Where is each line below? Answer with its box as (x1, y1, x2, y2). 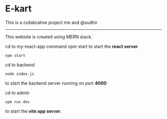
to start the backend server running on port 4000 (5, 80, 107, 86)
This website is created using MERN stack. (5, 33, 93, 40)
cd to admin (5, 90, 30, 96)
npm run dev (5, 99, 30, 105)
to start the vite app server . (5, 108, 62, 114)
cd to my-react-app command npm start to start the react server (5, 43, 138, 49)
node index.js (5, 71, 35, 76)
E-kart (5, 3, 32, 14)
